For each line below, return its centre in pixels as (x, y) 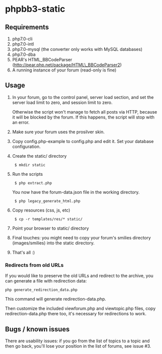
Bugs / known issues (37, 329)
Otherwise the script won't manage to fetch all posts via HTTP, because (85, 112)
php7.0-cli (22, 39)
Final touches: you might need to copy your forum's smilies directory (81, 237)
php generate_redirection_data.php (41, 290)
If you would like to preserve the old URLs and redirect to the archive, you (79, 276)
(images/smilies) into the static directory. (53, 243)
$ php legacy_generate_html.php (47, 201)
